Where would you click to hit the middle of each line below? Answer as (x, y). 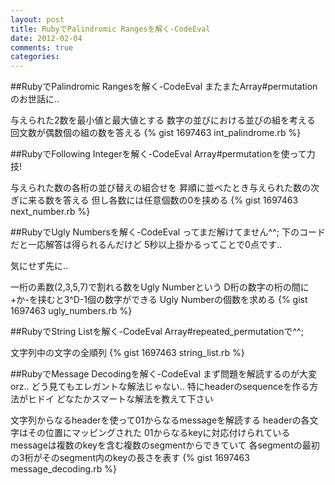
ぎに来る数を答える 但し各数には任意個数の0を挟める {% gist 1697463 (154, 200)
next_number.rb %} (50, 212)
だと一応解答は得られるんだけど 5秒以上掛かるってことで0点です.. (146, 245)
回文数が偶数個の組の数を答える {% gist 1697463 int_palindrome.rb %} (156, 133)
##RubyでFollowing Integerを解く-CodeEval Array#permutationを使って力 (163, 154)
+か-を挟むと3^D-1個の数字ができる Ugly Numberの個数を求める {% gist (159, 300)
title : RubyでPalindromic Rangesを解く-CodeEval (110, 29)
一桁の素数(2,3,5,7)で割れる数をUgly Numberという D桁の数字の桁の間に (160, 287)
